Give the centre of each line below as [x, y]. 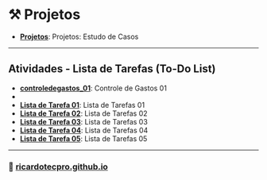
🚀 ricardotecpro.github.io [58, 167]
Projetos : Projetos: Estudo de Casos [79, 36]
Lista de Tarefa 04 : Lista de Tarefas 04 [84, 130]
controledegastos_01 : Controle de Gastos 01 [93, 88]
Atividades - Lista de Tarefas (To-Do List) [112, 69]
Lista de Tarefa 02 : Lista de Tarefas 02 [84, 113]
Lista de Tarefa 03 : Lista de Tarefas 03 [84, 121]
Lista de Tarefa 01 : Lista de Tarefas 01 [82, 105]
